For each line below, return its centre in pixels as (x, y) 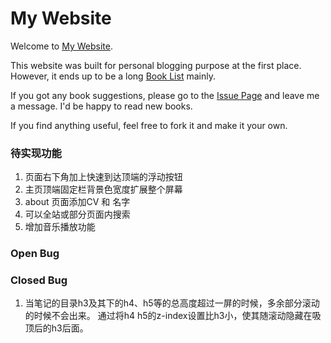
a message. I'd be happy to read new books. (101, 106)
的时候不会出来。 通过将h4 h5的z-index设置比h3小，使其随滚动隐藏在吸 (173, 316)
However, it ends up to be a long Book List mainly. (113, 76)
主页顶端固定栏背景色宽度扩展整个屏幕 (103, 189)
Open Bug (35, 254)
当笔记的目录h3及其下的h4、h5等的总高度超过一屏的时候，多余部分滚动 (172, 303)
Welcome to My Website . (61, 46)
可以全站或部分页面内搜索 (77, 214)
